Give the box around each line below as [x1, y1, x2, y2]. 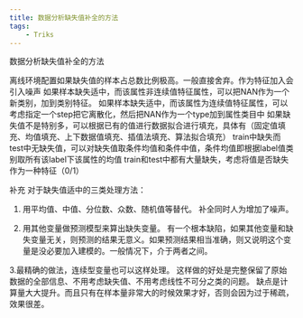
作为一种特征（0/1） [9, 165, 84, 176]
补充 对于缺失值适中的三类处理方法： [9, 184, 146, 195]
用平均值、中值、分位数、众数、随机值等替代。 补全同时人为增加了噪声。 [22, 204, 294, 215]
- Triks [25, 30, 54, 39]
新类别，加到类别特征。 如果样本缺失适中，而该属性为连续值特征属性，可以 [9, 98, 289, 108]
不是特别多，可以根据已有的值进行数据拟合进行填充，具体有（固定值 [24, 120, 278, 131]
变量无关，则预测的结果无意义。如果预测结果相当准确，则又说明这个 [30, 234, 284, 245]
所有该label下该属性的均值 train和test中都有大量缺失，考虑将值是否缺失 [24, 154, 289, 165]
